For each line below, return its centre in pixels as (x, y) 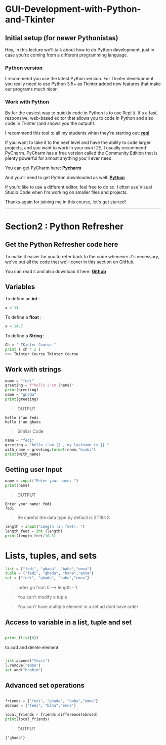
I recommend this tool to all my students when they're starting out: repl (77, 133)
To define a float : (23, 317)
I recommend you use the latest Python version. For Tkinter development (79, 79)
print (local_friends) (27, 719)
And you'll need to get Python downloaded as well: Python (65, 177)
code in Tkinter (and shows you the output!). (50, 123)
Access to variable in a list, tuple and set (68, 622)
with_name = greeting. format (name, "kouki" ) (51, 449)
